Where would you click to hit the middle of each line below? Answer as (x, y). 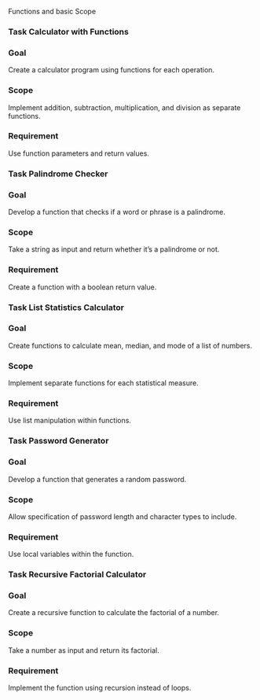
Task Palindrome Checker (58, 174)
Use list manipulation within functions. (70, 421)
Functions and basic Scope (52, 11)
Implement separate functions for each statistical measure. (103, 383)
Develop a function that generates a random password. (97, 479)
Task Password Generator (59, 441)
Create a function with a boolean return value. (82, 287)
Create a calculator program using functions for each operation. (111, 70)
